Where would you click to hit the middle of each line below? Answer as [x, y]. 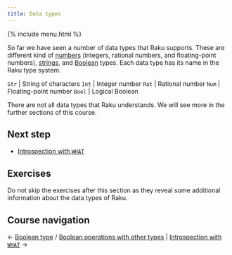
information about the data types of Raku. [67, 198]
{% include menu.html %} [45, 34]
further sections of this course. [52, 112]
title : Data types [34, 14]
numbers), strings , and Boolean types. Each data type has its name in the [113, 62]
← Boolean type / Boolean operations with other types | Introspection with [115, 237]
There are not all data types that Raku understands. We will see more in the [116, 105]
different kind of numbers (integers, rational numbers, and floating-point [112, 55]
